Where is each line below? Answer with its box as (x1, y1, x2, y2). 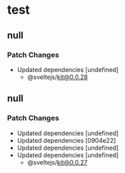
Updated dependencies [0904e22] (16, 136, 116, 144)
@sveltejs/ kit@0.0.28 (27, 73, 88, 81)
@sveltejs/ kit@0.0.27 (27, 158, 88, 166)
